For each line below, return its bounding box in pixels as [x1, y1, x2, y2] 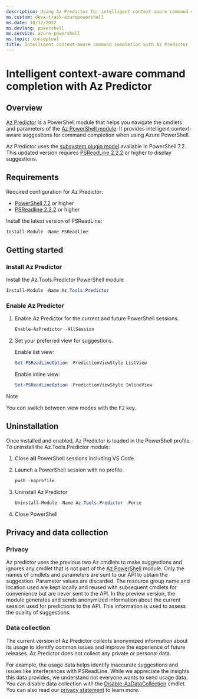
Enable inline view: [14, 370, 60, 378]
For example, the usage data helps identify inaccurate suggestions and [6, 661, 179, 668]
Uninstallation [6, 421, 59, 431]
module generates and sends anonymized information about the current [6, 596, 181, 603]
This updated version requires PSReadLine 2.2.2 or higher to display [6, 149, 172, 156]
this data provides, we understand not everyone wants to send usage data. [6, 674, 188, 681]
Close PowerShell [14, 511, 58, 518]
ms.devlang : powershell [6, 25, 65, 31]
